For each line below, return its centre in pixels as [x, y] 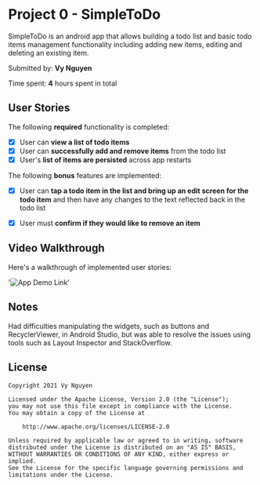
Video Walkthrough [56, 248]
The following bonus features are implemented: [85, 175]
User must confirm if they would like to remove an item [110, 223]
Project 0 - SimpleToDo [85, 15]
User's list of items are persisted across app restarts [105, 159]
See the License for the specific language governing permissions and [126, 468]
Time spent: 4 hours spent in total [63, 83]
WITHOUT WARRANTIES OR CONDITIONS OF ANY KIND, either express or [119, 454]
